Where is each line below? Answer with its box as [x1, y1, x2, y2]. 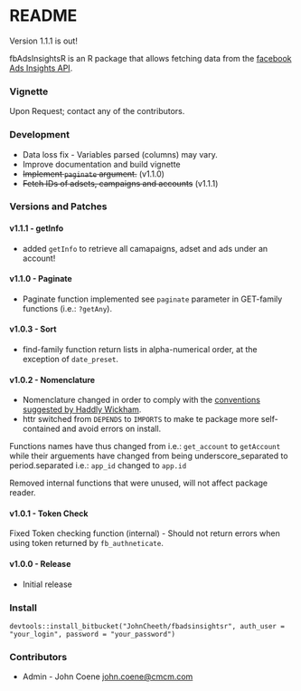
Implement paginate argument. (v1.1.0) [22, 168, 165, 179]
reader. [9, 487, 36, 498]
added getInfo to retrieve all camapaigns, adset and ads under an [22, 243, 268, 254]
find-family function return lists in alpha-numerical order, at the [22, 344, 258, 355]
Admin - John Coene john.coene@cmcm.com [22, 671, 193, 682]
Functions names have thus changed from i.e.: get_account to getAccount [9, 441, 281, 452]
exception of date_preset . [22, 354, 119, 365]
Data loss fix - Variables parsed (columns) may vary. [22, 149, 219, 159]
